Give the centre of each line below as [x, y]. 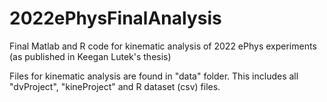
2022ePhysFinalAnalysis [115, 18]
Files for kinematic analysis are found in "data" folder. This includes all [154, 76]
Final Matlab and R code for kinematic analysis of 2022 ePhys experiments [163, 46]
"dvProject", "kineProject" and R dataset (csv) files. [115, 86]
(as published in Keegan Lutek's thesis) [90, 56]
